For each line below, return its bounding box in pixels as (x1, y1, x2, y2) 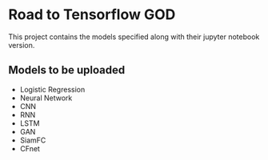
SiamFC (19, 135, 46, 145)
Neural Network (19, 93, 73, 103)
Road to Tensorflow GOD (8, 6, 176, 24)
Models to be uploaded (8, 64, 126, 77)
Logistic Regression (19, 84, 86, 94)
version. (8, 40, 35, 49)
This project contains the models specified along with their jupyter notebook (8, 32, 260, 41)
